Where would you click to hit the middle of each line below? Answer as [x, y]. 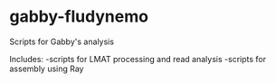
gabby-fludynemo [79, 17]
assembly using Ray [47, 69]
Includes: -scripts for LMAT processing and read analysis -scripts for [138, 59]
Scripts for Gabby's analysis [62, 41]
